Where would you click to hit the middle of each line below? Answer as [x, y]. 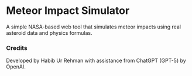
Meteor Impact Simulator [68, 11]
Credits [17, 48]
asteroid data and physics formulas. [49, 32]
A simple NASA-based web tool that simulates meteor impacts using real [94, 27]
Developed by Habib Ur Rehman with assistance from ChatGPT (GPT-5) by [96, 61]
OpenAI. [16, 67]
